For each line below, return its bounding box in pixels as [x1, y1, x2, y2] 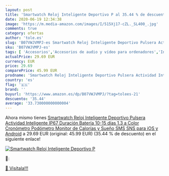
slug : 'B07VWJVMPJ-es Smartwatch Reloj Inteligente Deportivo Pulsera [5, 40, 156, 45]
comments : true [5, 26, 37, 31]
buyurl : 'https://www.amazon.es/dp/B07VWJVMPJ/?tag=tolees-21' [5, 92, 141, 97]
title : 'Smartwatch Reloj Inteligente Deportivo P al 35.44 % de [5, 12, 145, 17]
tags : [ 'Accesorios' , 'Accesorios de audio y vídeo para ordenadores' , [5, 49, 158, 54]
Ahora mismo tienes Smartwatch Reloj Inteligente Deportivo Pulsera [5, 115, 146, 121]
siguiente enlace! [5, 136, 41, 142]
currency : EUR [5, 59, 35, 64]
